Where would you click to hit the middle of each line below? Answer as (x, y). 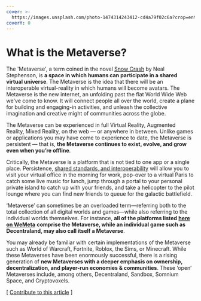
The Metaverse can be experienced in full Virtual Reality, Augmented (91, 125)
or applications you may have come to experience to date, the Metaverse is (99, 138)
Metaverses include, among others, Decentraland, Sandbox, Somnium (92, 274)
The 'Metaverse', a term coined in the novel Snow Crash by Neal (85, 69)
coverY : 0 (19, 23)
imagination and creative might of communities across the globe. (86, 114)
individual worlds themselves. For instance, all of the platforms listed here (98, 218)
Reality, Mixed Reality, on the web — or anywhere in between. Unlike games (100, 132)
